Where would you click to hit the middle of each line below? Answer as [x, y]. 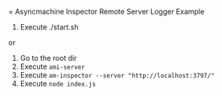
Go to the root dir [48, 58]
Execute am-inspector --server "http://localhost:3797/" [117, 75]
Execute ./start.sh [49, 27]
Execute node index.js [58, 84]
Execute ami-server [53, 66]
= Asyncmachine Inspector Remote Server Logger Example [107, 12]
